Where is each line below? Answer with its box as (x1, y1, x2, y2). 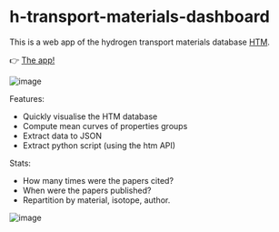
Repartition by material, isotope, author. (22, 194, 171, 206)
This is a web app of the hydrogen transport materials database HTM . (9, 36, 271, 47)
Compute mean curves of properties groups (22, 120, 188, 131)
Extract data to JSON (22, 130, 103, 141)
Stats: (9, 157, 32, 168)
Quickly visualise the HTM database (22, 111, 158, 122)
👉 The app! (9, 55, 55, 66)
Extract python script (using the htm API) (22, 139, 175, 151)
